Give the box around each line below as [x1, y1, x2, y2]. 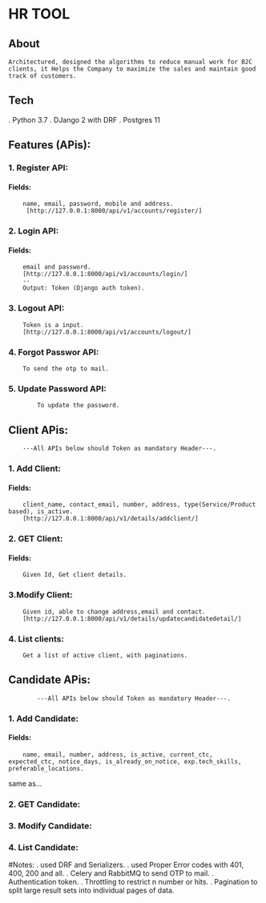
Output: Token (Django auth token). [22, 284, 146, 293]
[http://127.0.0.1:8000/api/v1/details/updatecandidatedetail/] [22, 614, 242, 622]
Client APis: [8, 423, 68, 437]
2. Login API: [8, 225, 59, 237]
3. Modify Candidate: [8, 820, 92, 831]
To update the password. [37, 402, 120, 410]
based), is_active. [8, 508, 74, 516]
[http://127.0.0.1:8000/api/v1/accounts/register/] [26, 207, 203, 215]
